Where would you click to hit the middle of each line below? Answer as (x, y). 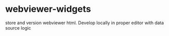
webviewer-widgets (48, 9)
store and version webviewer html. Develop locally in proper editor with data (85, 23)
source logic (18, 28)
